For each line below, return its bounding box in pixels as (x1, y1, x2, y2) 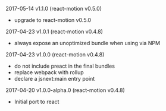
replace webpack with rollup (14, 69, 84, 76)
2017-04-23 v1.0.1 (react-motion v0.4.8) (5, 28, 104, 35)
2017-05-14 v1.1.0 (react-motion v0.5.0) (5, 5, 102, 12)
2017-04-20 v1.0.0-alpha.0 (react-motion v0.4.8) (5, 87, 126, 94)
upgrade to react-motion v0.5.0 (14, 17, 92, 23)
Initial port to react (14, 98, 59, 105)
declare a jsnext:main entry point (14, 75, 95, 82)
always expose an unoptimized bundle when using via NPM (14, 40, 161, 46)
